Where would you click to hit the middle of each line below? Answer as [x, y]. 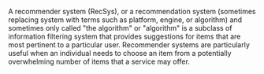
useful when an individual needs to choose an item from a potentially [120, 53]
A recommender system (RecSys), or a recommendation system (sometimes [132, 11]
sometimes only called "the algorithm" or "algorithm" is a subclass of [120, 28]
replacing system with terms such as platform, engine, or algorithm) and [125, 20]
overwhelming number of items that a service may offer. [99, 61]
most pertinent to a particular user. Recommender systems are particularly [129, 45]
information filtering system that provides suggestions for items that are [125, 36]
